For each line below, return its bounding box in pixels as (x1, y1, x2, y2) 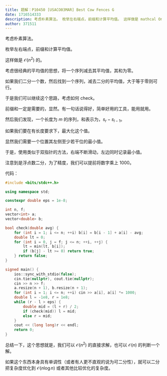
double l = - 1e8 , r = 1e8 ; (14, 295, 70, 300)
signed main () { (5, 267, 39, 272)
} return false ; (14, 253, 48, 259)
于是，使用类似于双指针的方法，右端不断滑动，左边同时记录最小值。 (5, 149, 145, 155)
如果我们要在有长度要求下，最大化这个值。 (5, 128, 92, 134)
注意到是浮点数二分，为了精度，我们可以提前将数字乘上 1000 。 (5, 159, 134, 165)
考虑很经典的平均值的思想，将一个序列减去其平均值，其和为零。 (5, 67, 136, 73)
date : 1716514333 (5, 12, 41, 17)
